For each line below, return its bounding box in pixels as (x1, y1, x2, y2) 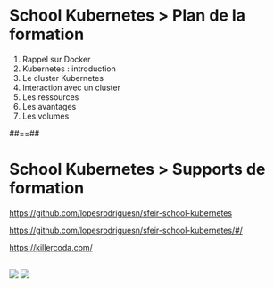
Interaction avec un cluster (21, 82, 120, 93)
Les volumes (21, 111, 70, 121)
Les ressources (21, 91, 79, 103)
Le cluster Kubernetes (21, 72, 104, 83)
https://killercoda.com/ (9, 242, 94, 252)
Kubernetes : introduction (21, 63, 116, 74)
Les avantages (21, 101, 77, 111)
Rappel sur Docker (21, 53, 91, 64)
